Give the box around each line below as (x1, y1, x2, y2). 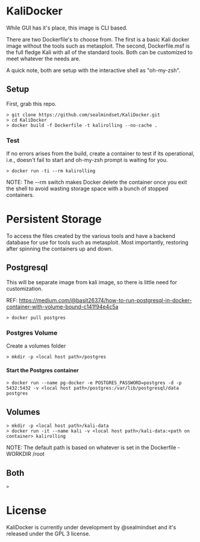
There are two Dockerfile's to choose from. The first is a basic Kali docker (6, 36, 190, 43)
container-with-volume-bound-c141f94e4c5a (6, 303, 119, 310)
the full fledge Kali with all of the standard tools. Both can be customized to (6, 48, 193, 55)
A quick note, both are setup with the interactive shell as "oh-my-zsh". (6, 66, 181, 73)
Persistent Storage (6, 213, 102, 226)
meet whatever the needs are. (6, 55, 81, 62)
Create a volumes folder (6, 342, 66, 350)
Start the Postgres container (6, 366, 79, 374)
